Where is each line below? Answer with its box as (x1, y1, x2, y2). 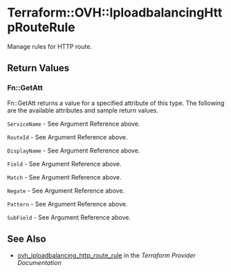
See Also (7, 233, 46, 245)
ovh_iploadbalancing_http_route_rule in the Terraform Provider (17, 251, 196, 260)
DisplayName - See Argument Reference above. (7, 146, 140, 155)
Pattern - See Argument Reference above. (7, 200, 128, 208)
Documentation (17, 259, 62, 267)
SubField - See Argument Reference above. (7, 213, 131, 222)
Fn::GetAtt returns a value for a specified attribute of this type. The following (7, 99, 225, 107)
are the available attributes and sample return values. (7, 106, 159, 115)
